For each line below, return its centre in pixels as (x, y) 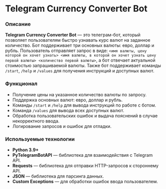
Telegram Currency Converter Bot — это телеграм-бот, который (73, 35)
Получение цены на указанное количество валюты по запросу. (80, 94)
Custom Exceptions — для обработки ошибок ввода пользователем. (85, 182)
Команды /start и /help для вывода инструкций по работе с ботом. (84, 105)
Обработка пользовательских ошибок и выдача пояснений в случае (85, 116)
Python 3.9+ (25, 150)
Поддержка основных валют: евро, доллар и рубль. (67, 100)
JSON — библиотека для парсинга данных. (58, 176)
